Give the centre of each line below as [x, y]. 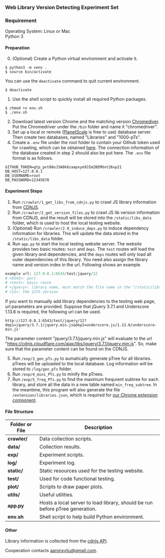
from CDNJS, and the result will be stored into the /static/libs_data [82, 217]
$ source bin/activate [28, 72]
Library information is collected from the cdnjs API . [56, 541]
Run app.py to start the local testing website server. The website [77, 244]
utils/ [14, 495]
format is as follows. [32, 158]
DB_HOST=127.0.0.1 [24, 172]
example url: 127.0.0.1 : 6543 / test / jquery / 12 [51, 274]
